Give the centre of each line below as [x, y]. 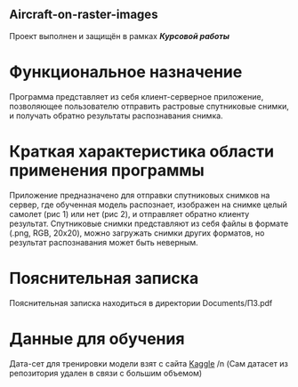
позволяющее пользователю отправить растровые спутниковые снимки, [149, 106]
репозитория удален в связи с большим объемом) [106, 373]
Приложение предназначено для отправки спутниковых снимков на [140, 195]
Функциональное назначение [126, 72]
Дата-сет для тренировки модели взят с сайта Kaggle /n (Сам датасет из [149, 363]
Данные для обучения [97, 339]
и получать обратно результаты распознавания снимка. [117, 116]
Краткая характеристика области [141, 151]
